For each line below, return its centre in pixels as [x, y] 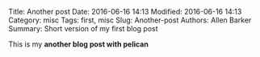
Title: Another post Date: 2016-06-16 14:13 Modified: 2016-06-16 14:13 [125, 12]
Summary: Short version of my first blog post [83, 28]
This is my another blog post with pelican [79, 44]
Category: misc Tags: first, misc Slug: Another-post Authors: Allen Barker [130, 20]
